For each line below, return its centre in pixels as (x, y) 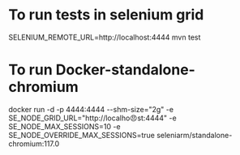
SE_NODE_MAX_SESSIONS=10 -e (64, 126)
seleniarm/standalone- (195, 135)
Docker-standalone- (126, 70)
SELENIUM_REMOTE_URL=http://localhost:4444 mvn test (105, 37)
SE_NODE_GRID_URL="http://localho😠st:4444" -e (92, 118)
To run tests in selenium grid (106, 15)
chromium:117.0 (34, 144)
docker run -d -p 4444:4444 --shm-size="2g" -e (91, 109)
